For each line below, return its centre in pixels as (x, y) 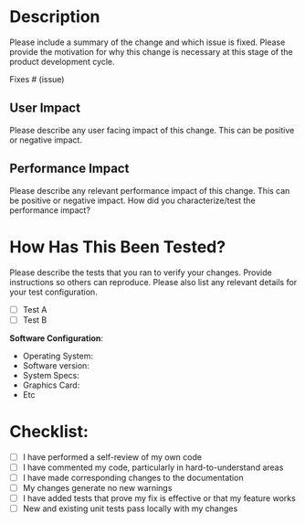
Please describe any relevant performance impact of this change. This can (150, 190)
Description (55, 17)
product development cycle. (63, 61)
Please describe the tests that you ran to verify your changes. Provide (141, 272)
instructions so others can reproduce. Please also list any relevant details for (153, 282)
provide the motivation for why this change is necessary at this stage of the (152, 51)
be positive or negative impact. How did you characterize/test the (132, 200)
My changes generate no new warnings (97, 487)
